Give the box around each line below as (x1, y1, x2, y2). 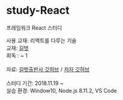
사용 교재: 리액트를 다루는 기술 (6, 37, 77, 44)
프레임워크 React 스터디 (6, 24, 62, 31)
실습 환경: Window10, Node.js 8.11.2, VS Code (6, 87, 117, 94)
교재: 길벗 (6, 44, 29, 51)
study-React (6, 4, 70, 17)
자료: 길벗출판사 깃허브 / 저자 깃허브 (6, 65, 90, 72)
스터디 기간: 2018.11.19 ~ (6, 79, 64, 87)
